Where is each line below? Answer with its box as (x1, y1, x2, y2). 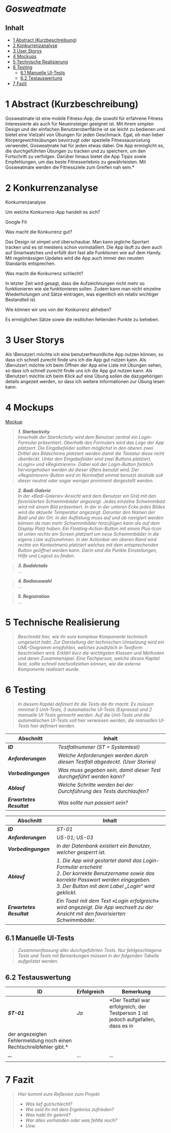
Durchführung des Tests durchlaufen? (58, 787, 149, 794)
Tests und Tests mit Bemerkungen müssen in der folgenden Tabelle (17, 952, 159, 959)
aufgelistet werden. (17, 958, 59, 964)
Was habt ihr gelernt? (25, 1112, 71, 1118)
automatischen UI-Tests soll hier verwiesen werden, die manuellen (17, 717, 158, 723)
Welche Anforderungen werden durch (58, 751, 149, 759)
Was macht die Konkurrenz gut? (5, 229, 72, 235)
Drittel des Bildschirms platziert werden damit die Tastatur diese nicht (17, 450, 164, 456)
